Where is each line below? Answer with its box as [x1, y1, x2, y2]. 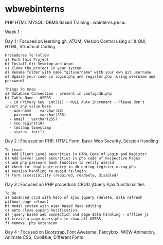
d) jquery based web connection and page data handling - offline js [5, 212, 149, 217]
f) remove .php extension [5, 220, 57, 226]
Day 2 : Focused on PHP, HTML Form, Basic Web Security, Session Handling [5, 138, 158, 144]
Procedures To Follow [5, 52, 49, 58]
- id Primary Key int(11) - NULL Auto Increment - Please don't [9, 100, 145, 105]
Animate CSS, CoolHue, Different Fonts [5, 234, 84, 240]
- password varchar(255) [9, 112, 67, 117]
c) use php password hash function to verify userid [5, 160, 114, 165]
